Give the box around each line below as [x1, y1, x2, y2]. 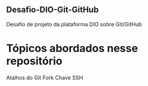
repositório [6, 54, 63, 67]
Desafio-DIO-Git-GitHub [6, 5, 99, 15]
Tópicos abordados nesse [6, 42, 138, 55]
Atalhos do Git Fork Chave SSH [6, 74, 83, 81]
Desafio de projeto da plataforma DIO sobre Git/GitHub [6, 20, 142, 27]
